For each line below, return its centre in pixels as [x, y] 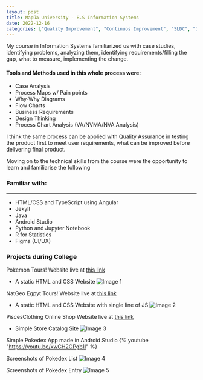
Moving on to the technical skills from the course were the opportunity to [97, 161]
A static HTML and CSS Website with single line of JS [82, 305]
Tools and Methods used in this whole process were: [74, 73]
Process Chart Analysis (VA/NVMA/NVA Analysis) [77, 125]
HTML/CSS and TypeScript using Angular [67, 202]
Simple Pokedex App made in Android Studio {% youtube [78, 341]
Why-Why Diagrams [40, 99]
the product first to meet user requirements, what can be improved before [98, 143]
